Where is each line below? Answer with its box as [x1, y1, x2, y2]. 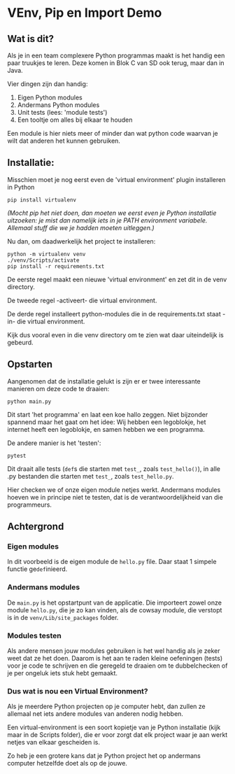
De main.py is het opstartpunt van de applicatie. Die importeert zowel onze [7, 598, 222, 607]
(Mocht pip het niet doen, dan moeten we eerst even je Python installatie [7, 209, 217, 217]
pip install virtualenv [7, 196, 77, 204]
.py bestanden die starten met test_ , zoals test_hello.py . [7, 472, 174, 480]
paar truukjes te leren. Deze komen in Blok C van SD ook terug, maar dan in [7, 59, 225, 67]
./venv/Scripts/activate [7, 257, 80, 264]
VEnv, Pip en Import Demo [7, 5, 162, 21]
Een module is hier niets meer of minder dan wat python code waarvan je [7, 129, 218, 137]
